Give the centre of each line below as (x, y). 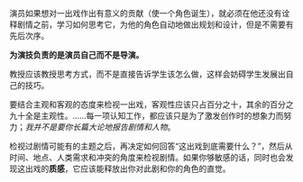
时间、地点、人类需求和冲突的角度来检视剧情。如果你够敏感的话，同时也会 (147, 157)
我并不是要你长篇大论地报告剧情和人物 (96, 127)
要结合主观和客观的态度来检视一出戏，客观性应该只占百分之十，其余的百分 (147, 105)
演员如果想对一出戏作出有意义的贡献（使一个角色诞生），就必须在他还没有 (146, 13)
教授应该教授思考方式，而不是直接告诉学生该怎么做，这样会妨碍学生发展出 (147, 74)
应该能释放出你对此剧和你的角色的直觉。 (155, 168)
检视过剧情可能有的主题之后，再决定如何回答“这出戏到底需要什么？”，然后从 (151, 146)
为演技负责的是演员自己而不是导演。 (77, 55)
